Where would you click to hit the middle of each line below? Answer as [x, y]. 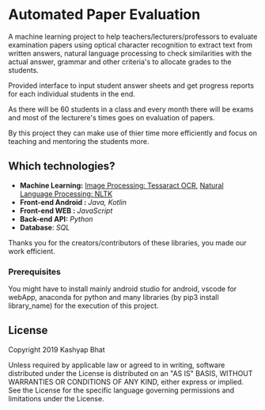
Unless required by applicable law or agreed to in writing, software [117, 365]
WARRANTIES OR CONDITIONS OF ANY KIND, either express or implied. [126, 382]
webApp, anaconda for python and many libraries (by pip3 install [114, 298]
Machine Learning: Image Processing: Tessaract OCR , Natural [121, 185]
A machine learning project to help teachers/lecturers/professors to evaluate [133, 36]
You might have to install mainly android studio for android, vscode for [123, 289]
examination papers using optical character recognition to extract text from [131, 44]
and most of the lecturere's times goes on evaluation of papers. [112, 117]
